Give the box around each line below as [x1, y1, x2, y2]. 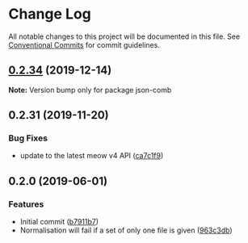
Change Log [8, 5, 91, 23]
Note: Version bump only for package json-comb [8, 85, 172, 94]
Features [8, 199, 44, 210]
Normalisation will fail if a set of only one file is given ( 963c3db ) [19, 225, 233, 235]
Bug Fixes [8, 132, 48, 144]
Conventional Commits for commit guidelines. [8, 40, 160, 49]
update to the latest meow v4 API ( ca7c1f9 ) [19, 151, 164, 161]
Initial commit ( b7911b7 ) [19, 217, 99, 227]
